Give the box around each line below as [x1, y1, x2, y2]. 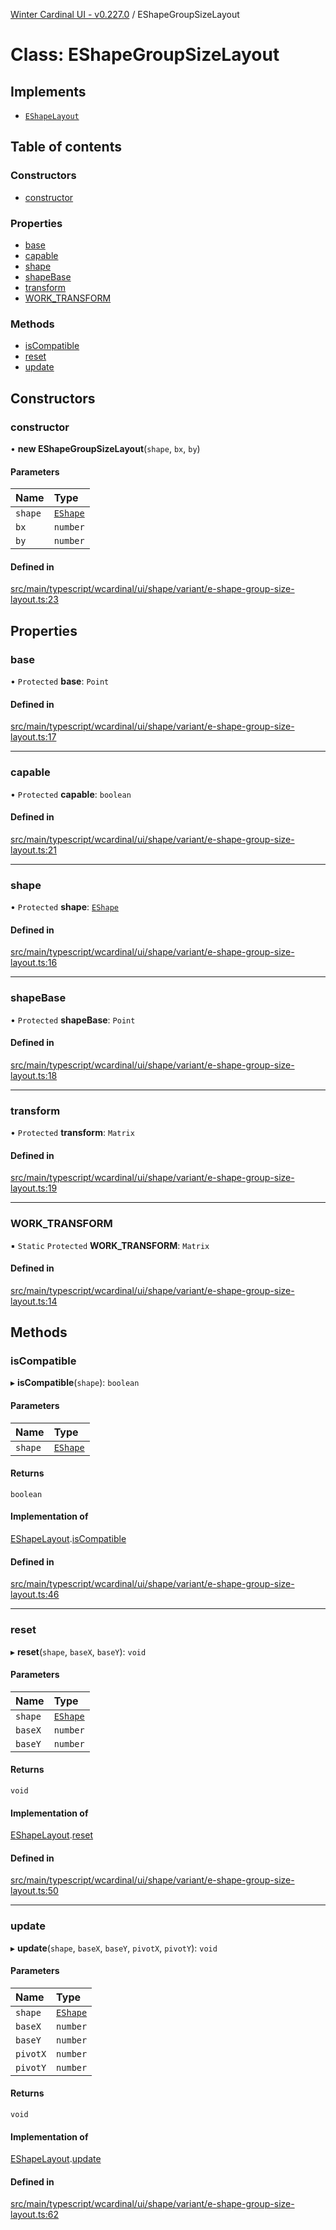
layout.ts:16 [10, 957, 58, 969]
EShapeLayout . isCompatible [10, 1533, 127, 1545]
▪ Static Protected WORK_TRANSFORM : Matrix [10, 1239, 210, 1251]
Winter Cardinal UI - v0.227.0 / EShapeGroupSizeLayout [10, 9, 240, 20]
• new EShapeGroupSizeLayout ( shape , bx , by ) [10, 442, 201, 454]
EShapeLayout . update [10, 2153, 102, 2165]
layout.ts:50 [10, 1885, 59, 1897]
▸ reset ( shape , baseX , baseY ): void [10, 1645, 147, 1658]
